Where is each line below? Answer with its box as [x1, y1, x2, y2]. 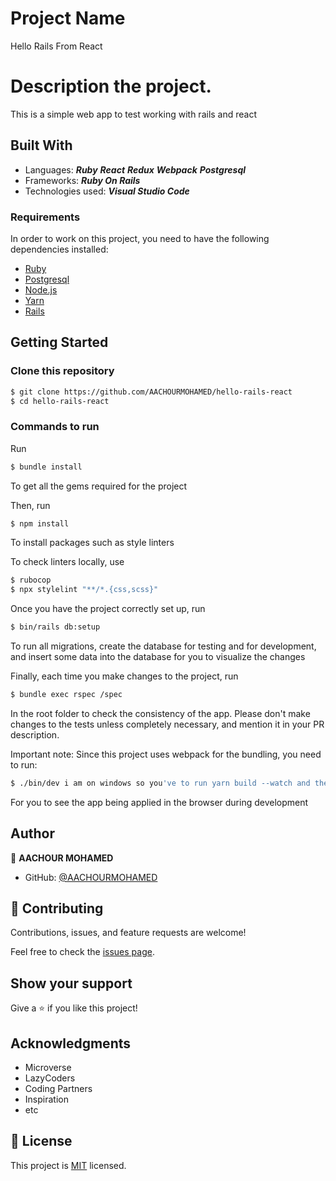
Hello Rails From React [10, 40, 103, 52]
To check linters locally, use [10, 556, 125, 568]
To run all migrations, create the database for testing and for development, [10, 640, 317, 652]
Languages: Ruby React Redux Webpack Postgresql [24, 163, 247, 176]
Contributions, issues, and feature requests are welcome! [10, 927, 247, 939]
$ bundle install [10, 462, 83, 472]
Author [10, 825, 55, 842]
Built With [10, 137, 73, 154]
